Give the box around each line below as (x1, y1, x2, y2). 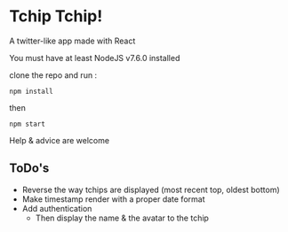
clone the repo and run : (9, 69, 98, 81)
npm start (9, 120, 46, 128)
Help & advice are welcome (9, 135, 109, 145)
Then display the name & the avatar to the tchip (35, 213, 209, 223)
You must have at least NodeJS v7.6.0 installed (9, 52, 180, 63)
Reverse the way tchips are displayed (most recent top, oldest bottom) (21, 184, 280, 195)
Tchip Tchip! (9, 6, 103, 27)
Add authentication (21, 203, 92, 213)
